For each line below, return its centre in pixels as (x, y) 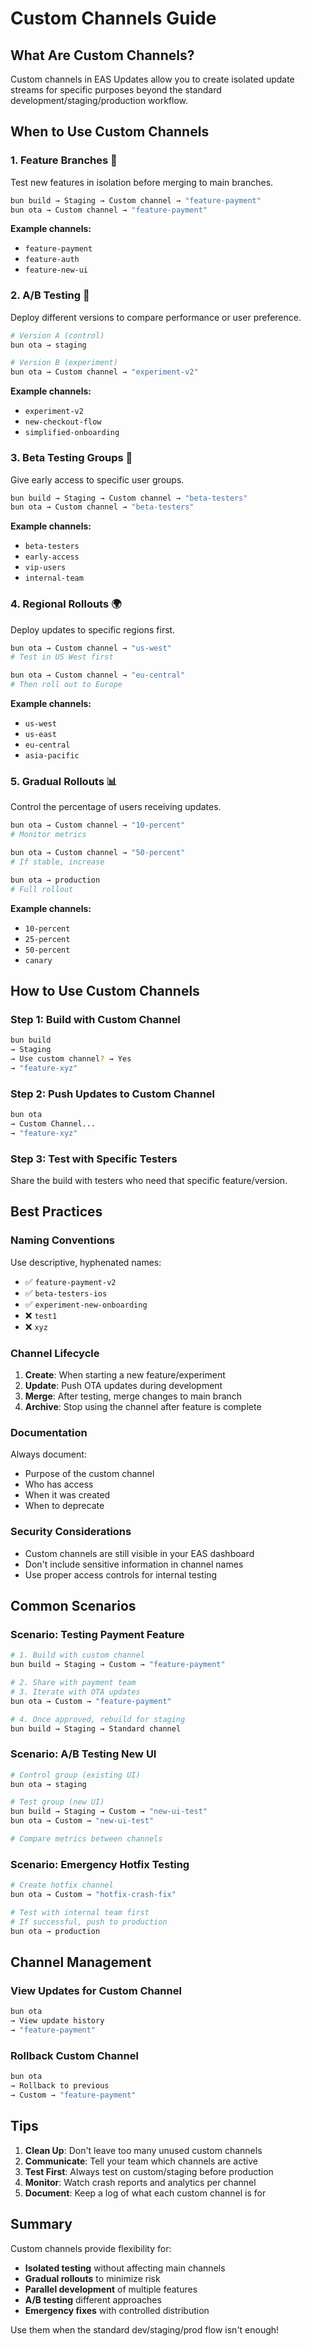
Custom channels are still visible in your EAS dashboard (139, 1553)
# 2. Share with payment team (73, 1683)
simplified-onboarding (72, 433)
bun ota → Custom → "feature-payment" (91, 1701)
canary (38, 960)
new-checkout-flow (63, 422)
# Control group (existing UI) (75, 1775)
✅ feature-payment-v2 (70, 1281)
